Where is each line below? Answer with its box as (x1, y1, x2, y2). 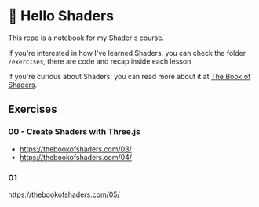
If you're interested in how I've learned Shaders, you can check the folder (8, 48, 246, 57)
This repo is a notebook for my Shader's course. (8, 33, 165, 42)
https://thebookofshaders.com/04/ (19, 152, 132, 162)
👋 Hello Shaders (8, 7, 115, 25)
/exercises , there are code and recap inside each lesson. (8, 56, 194, 66)
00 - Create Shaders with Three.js (8, 126, 141, 137)
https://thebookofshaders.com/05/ (8, 190, 120, 199)
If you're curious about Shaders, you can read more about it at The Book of (8, 71, 251, 81)
